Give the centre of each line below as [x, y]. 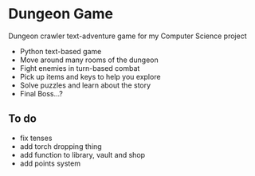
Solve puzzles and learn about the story [85, 85]
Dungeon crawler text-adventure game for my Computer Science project [127, 36]
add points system [50, 163]
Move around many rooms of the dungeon [89, 60]
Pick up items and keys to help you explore [90, 76]
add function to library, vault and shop [82, 154]
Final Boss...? [41, 93]
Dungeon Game [61, 14]
